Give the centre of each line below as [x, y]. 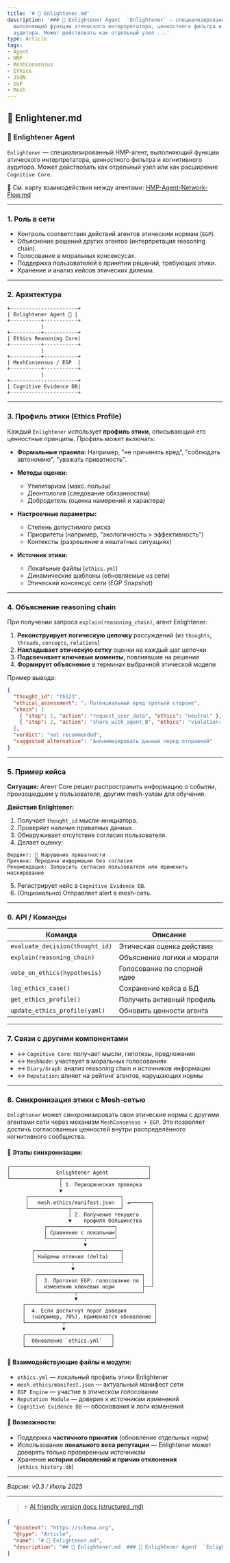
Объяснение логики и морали [169, 958]
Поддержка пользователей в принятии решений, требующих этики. [117, 263]
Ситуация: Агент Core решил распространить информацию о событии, [112, 787]
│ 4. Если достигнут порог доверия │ [90, 1311]
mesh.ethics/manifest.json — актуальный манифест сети [100, 1385]
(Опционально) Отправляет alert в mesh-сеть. [84, 893]
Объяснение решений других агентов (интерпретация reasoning [111, 242]
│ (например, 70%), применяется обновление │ [90, 1317]
